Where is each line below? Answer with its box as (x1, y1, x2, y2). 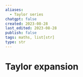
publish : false (5, 30, 37, 35)
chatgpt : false (5, 16, 37, 21)
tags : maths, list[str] (5, 35, 55, 40)
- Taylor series (9, 12, 43, 17)
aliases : (5, 7, 23, 12)
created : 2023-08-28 (5, 21, 48, 26)
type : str (5, 40, 26, 45)
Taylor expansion (5, 61, 78, 72)
